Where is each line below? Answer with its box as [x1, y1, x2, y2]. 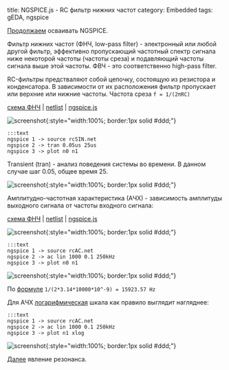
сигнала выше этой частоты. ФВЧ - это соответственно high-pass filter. [7, 62, 217, 70]
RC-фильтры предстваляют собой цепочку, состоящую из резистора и [7, 75, 216, 83]
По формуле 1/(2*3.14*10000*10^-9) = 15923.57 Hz [7, 285, 156, 293]
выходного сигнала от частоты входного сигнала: [7, 201, 153, 209]
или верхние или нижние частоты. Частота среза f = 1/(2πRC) [7, 90, 190, 98]
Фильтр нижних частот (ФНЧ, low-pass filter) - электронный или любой [7, 40, 217, 48]
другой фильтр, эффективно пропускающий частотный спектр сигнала [7, 48, 216, 55]
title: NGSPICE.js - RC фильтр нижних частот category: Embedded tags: [7, 6, 213, 14]
